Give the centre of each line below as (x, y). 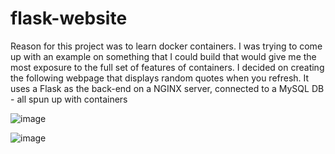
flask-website (69, 18)
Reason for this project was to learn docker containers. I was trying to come (166, 46)
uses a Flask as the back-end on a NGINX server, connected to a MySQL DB (167, 88)
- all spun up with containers (69, 99)
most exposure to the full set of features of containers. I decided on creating (167, 67)
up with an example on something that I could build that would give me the (163, 56)
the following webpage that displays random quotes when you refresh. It (160, 78)
